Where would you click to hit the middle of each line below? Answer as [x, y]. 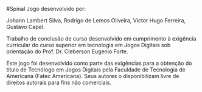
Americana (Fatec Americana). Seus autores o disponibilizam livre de [93, 76]
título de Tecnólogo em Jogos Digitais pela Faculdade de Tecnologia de [96, 70]
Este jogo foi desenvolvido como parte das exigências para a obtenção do [99, 63]
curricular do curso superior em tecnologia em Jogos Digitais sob [89, 45]
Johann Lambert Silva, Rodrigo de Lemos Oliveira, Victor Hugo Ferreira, [96, 20]
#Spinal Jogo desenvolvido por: [46, 9]
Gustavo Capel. [26, 27]
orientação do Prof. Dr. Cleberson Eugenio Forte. [68, 51]
